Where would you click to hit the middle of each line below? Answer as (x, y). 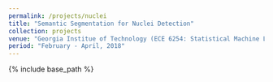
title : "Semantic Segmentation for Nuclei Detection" (102, 24)
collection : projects (45, 31)
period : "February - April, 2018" (67, 46)
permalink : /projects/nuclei (58, 16)
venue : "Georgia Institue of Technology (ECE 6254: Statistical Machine (134, 39)
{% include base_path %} (51, 69)
